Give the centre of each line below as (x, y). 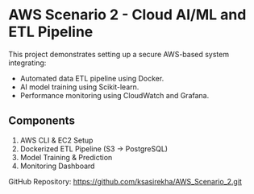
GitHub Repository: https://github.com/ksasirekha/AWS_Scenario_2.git (125, 181)
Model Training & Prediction (66, 157)
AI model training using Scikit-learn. (79, 87)
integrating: (27, 63)
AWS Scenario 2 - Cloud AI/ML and (127, 15)
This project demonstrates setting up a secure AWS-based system (119, 54)
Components (42, 121)
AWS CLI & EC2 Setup (56, 140)
